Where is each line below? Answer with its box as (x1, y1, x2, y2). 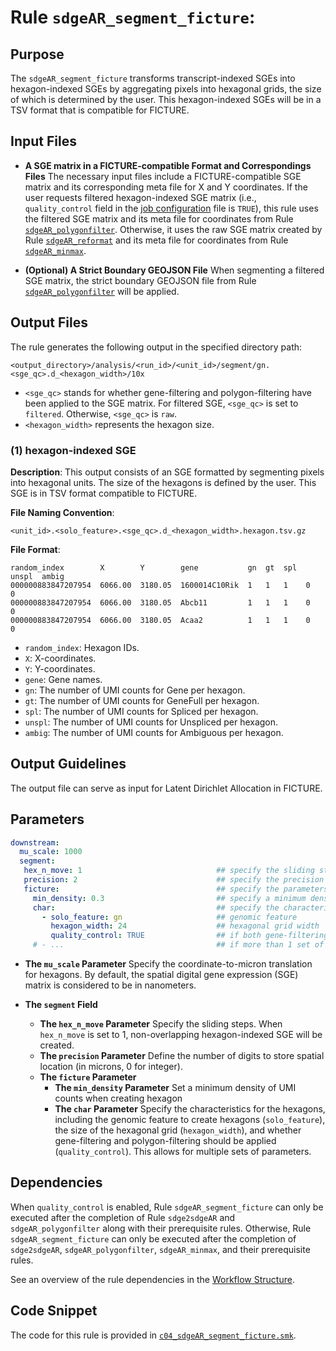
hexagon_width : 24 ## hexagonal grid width (50, 921, 320, 931)
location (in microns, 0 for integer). (39, 1061, 183, 1073)
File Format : (10, 543, 61, 555)
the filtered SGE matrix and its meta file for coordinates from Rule (24, 212, 294, 225)
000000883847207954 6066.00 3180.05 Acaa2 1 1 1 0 (10, 615, 311, 625)
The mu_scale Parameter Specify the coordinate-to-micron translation (24, 958, 313, 970)
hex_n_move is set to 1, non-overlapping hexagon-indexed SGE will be (39, 1029, 323, 1041)
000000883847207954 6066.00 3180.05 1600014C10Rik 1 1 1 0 (10, 580, 311, 590)
